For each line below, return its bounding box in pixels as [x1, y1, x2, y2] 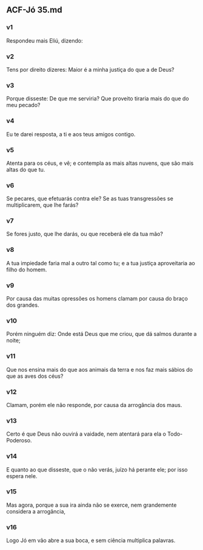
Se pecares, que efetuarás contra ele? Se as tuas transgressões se [6, 195, 174, 203]
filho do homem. [6, 266, 47, 273]
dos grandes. [6, 301, 39, 309]
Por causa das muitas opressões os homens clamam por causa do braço [6, 295, 188, 302]
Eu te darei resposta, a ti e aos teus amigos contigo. [6, 130, 136, 137]
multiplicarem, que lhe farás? [6, 201, 79, 209]
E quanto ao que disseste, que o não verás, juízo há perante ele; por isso [6, 465, 188, 473]
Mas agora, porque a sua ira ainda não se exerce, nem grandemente [6, 501, 177, 509]
